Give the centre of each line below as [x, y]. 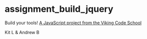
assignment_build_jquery [59, 9]
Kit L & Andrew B [22, 32]
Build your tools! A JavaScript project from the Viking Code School [73, 23]
